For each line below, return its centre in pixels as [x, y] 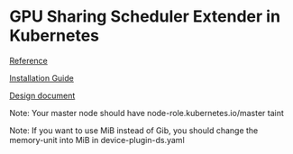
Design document [42, 95]
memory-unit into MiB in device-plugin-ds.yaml [97, 140]
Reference [28, 60]
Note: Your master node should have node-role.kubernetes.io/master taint [146, 113]
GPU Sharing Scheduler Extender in [145, 17]
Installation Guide [41, 77]
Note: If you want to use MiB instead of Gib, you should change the [134, 130]
